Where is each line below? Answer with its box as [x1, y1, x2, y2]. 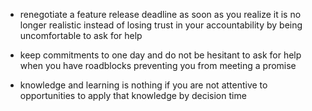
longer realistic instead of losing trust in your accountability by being [19, 19, 303, 31]
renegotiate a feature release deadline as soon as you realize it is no [19, 9, 302, 20]
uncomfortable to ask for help [19, 30, 143, 41]
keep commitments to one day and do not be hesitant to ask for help [19, 49, 302, 61]
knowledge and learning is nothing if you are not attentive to [19, 79, 268, 91]
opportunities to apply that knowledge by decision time [19, 90, 247, 101]
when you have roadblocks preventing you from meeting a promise [19, 60, 297, 71]
